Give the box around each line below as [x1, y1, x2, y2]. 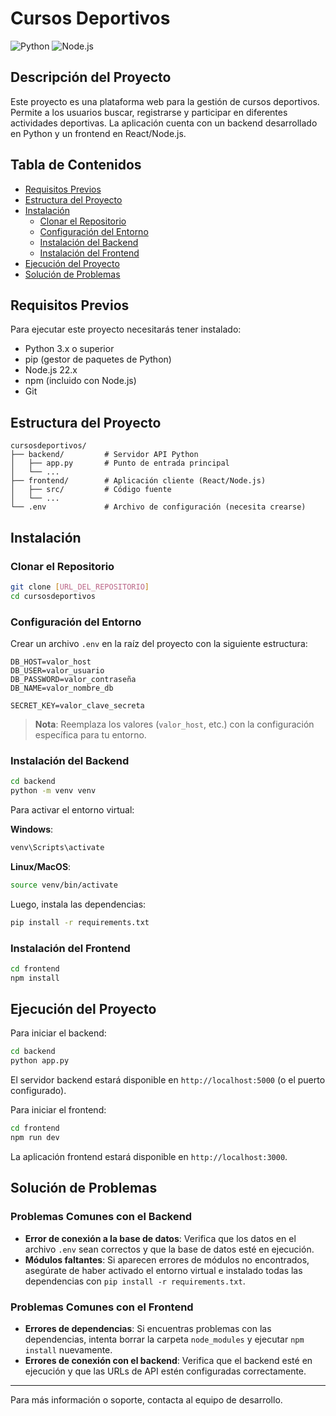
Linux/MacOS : [10, 860, 72, 872]
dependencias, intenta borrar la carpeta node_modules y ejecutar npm [24, 1333, 305, 1345]
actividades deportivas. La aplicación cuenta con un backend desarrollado [10, 117, 318, 129]
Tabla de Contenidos [10, 157, 142, 174]
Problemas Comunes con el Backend [10, 1210, 193, 1224]
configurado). [10, 1085, 67, 1097]
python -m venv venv [10, 786, 97, 796]
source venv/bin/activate [10, 880, 118, 890]
